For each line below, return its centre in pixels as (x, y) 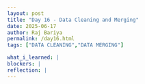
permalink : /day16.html (41, 39)
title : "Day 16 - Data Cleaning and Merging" (73, 20)
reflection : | (27, 70)
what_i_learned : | (33, 58)
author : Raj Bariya (35, 32)
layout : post (26, 13)
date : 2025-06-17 (32, 26)
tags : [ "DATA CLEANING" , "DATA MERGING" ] (66, 45)
